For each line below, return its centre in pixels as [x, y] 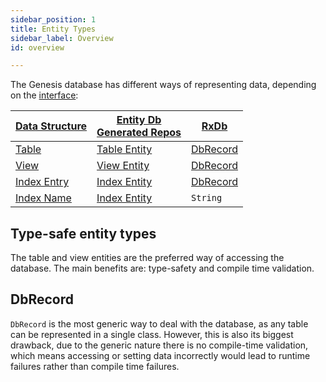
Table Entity [124, 149]
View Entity [123, 166]
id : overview [37, 47]
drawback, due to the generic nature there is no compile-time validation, [159, 345]
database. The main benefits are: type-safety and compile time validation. [162, 268]
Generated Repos [139, 133]
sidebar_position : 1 [53, 19]
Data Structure [51, 126]
